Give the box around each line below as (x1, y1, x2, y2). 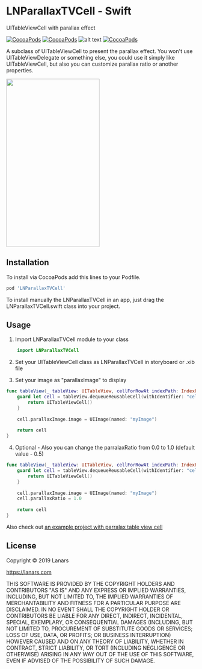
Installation (6, 257, 49, 268)
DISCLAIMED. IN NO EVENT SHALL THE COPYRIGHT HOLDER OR (6, 606, 170, 613)
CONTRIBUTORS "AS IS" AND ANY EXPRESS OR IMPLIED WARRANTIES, (6, 586, 186, 594)
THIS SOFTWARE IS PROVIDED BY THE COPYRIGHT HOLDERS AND (6, 580, 176, 587)
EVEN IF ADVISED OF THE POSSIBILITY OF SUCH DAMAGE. (6, 657, 155, 664)
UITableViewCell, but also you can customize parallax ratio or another (6, 60, 179, 68)
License (6, 541, 37, 551)
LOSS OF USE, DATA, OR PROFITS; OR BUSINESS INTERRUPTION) (6, 631, 171, 638)
